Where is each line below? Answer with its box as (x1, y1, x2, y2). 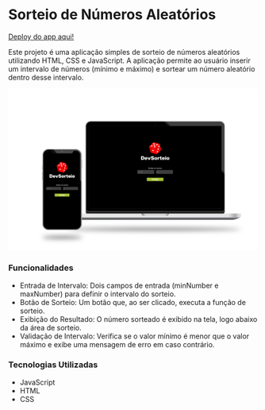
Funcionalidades (8, 262, 74, 273)
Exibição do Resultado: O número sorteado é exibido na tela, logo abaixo (19, 314, 258, 323)
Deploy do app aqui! (8, 32, 75, 41)
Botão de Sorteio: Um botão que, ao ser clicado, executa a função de (19, 297, 246, 307)
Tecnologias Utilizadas (8, 359, 98, 370)
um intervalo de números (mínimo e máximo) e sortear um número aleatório (8, 64, 255, 73)
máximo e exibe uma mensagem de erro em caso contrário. (19, 339, 215, 349)
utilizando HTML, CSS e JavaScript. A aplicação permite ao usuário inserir (8, 56, 252, 65)
